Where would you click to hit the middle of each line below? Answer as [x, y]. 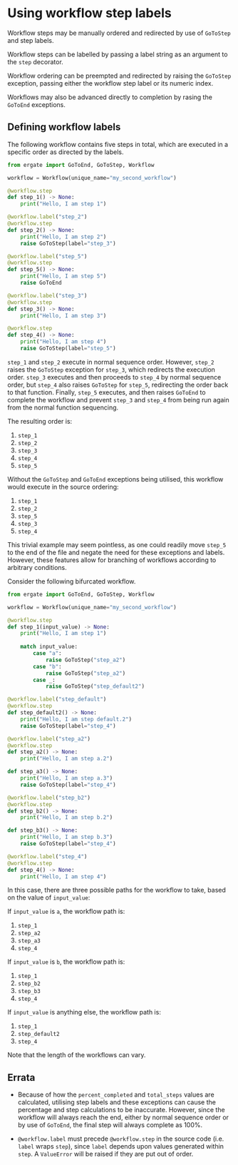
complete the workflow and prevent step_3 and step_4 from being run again [118, 400]
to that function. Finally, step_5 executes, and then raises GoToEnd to [107, 392]
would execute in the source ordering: [63, 487]
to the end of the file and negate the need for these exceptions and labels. [116, 552]
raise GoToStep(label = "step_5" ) [68, 348]
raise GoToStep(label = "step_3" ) [68, 243]
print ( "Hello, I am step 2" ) [63, 237]
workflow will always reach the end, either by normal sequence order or [123, 1117]
